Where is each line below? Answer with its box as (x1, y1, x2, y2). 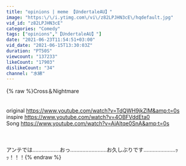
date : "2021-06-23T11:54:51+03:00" (6, 37, 96, 43)
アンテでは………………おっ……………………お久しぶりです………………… (6, 146, 176, 153)
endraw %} (33, 154, 61, 161)
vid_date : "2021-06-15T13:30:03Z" (6, 43, 93, 49)
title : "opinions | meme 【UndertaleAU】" (6, 8, 113, 15)
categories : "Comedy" (6, 25, 61, 32)
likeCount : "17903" (6, 59, 55, 65)
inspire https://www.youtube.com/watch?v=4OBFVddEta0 (6, 114, 150, 121)
